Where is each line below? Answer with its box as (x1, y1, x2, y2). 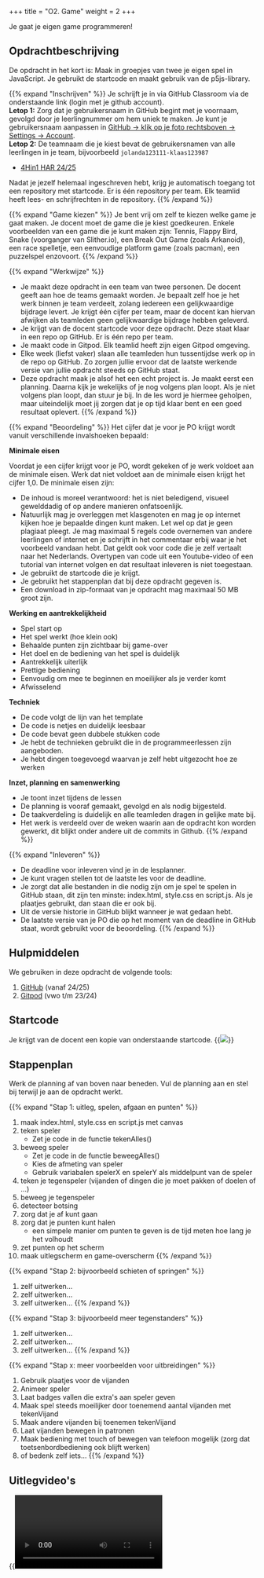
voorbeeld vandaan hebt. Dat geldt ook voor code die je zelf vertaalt (20, 543, 242, 552)
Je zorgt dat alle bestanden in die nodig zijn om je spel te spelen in (20, 881, 236, 891)
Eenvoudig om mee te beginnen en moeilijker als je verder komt (20, 673, 226, 683)
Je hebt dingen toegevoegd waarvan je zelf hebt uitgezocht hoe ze (20, 754, 238, 763)
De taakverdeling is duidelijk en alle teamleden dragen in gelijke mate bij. (20, 809, 256, 819)
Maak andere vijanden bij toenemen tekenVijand (20, 1418, 176, 1427)
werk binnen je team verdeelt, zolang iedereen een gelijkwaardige (20, 298, 234, 308)
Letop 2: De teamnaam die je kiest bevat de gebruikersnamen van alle (9, 139, 236, 148)
